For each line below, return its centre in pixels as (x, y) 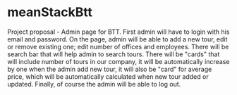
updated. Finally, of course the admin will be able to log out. (94, 84)
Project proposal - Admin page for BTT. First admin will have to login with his (119, 32)
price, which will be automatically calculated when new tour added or (108, 76)
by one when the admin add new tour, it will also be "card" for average (110, 69)
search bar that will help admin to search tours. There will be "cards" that (114, 54)
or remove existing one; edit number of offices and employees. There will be (118, 46)
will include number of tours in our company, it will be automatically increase (119, 61)
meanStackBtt (50, 12)
